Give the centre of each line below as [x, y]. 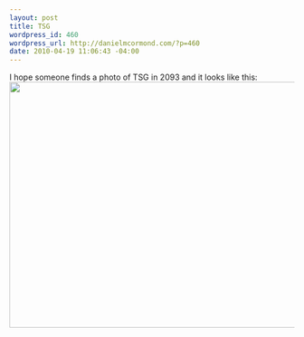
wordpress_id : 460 [44, 34]
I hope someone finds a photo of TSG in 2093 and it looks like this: [133, 77]
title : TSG [30, 26]
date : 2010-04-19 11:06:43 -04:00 [75, 52]
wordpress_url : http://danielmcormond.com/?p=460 [105, 43]
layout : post [34, 18]
